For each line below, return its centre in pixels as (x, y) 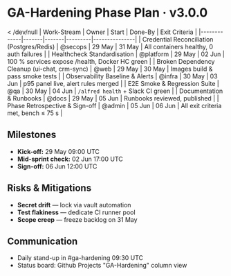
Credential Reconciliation (178, 39)
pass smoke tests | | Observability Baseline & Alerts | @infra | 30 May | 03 (112, 76)
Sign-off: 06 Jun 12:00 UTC (57, 166)
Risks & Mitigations (49, 188)
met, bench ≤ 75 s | (35, 113)
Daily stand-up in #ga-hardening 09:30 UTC (80, 258)
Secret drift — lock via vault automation (74, 205)
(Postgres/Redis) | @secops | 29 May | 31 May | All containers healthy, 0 (110, 46)
